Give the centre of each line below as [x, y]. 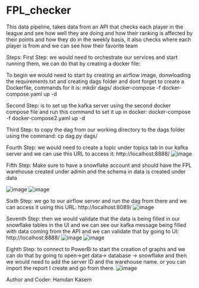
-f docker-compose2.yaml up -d [46, 118]
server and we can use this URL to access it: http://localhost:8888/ [88, 154]
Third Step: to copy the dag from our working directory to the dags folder [96, 129]
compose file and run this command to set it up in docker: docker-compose [99, 112]
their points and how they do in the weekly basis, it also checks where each [99, 39]
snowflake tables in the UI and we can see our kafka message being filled [96, 225]
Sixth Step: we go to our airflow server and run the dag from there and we [97, 201]
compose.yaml [24, 94]
